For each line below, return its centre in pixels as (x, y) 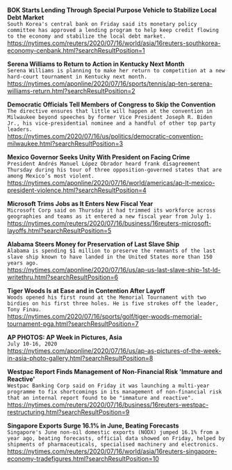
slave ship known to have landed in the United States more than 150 (110, 257)
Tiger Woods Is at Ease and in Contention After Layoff (86, 291)
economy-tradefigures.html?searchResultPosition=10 (83, 459)
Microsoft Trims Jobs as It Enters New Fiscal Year (80, 204)
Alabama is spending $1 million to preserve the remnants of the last (111, 251)
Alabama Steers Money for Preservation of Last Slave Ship (93, 244)
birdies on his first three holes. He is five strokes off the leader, (113, 304)
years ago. (23, 263)
